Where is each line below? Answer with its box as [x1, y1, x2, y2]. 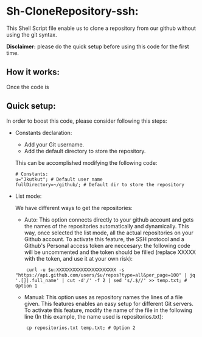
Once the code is [6, 83, 49, 90]
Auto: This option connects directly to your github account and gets [24, 216, 194, 223]
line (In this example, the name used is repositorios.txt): [24, 313, 164, 320]
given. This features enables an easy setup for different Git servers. [24, 300, 193, 307]
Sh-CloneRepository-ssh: [6, 4, 139, 18]
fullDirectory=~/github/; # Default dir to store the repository [15, 181, 184, 187]
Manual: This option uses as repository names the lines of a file [24, 293, 183, 300]
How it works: [6, 67, 60, 78]
